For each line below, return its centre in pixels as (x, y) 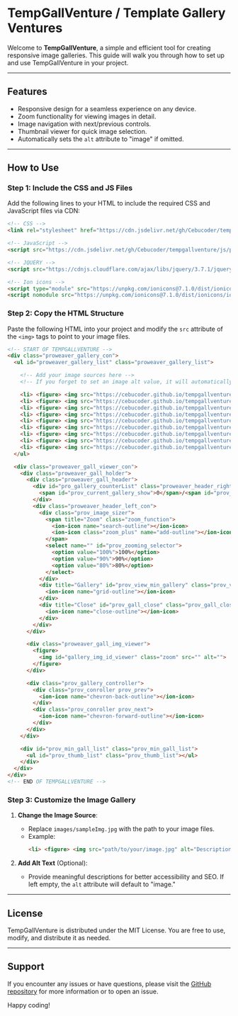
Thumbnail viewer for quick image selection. (82, 131)
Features (27, 92)
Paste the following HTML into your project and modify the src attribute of (115, 329)
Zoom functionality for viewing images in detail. (87, 116)
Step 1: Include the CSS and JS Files (70, 188)
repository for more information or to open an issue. (83, 991)
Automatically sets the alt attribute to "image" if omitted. (101, 139)
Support (26, 967)
